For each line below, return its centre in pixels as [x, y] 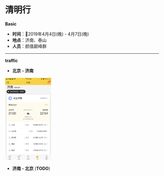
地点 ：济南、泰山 [29, 40]
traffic [11, 60]
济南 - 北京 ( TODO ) [31, 168]
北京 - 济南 [23, 70]
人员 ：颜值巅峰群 [29, 46]
